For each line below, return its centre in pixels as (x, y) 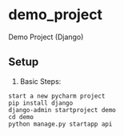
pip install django (41, 103)
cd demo (21, 117)
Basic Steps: (40, 81)
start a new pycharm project (57, 96)
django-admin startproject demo (62, 110)
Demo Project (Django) (46, 37)
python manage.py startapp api (60, 124)
